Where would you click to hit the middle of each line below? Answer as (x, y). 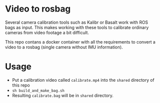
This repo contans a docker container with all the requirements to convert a (80, 42)
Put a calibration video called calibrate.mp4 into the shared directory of (83, 80)
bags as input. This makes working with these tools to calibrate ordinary (77, 27)
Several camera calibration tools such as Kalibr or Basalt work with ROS (77, 22)
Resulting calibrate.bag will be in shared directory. (63, 95)
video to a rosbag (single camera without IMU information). (64, 47)
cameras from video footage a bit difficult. (47, 32)
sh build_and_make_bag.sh (38, 90)
